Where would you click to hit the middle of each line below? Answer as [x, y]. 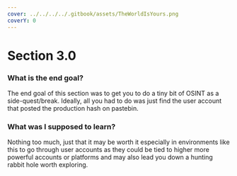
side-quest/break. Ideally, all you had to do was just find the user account [115, 101]
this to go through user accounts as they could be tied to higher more [109, 150]
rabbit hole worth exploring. [48, 165]
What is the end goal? [45, 77]
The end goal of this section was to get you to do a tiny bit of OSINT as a [113, 93]
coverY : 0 [22, 21]
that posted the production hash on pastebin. [73, 108]
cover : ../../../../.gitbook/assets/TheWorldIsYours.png [93, 14]
